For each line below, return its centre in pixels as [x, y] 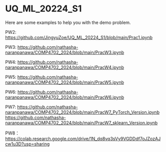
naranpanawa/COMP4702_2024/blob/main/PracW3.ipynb [65, 52]
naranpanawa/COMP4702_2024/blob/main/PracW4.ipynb [64, 67]
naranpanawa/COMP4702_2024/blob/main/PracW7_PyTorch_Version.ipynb [82, 112]
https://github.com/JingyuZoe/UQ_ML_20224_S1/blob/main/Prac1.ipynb [79, 37]
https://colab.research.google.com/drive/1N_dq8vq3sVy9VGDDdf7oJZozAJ [83, 139]
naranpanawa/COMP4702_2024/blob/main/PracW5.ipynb [64, 82]
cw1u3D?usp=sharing [27, 144]
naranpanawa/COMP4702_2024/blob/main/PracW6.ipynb [65, 97]
